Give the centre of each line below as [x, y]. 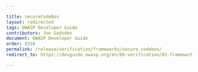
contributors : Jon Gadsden [39, 33]
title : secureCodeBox [33, 16]
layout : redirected [30, 22]
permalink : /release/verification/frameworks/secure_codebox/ [84, 49]
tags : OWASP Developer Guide [42, 28]
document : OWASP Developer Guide [47, 39]
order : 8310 [21, 44]
